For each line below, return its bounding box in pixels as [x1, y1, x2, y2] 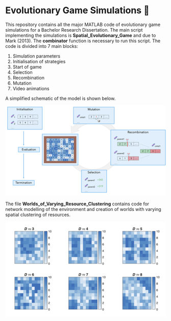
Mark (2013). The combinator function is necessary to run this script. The [5, 38, 161, 44]
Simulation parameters [12, 53, 60, 59]
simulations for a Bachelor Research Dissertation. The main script [5, 26, 143, 33]
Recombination [12, 74, 45, 81]
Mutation [12, 80, 32, 86]
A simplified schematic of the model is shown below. [5, 95, 116, 101]
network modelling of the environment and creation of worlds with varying [5, 206, 162, 212]
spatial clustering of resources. [5, 211, 70, 218]
